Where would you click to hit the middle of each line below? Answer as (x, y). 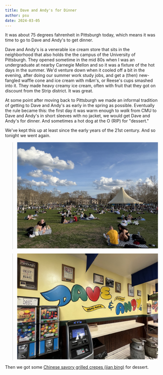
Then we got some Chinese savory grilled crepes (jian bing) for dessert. (77, 367)
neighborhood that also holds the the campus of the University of (70, 55)
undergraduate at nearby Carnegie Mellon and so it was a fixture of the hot (80, 65)
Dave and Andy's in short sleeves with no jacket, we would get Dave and (78, 116)
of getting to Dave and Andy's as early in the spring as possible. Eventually (80, 106)
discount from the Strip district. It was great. (49, 91)
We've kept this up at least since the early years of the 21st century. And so (80, 130)
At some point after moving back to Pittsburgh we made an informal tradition (81, 100)
